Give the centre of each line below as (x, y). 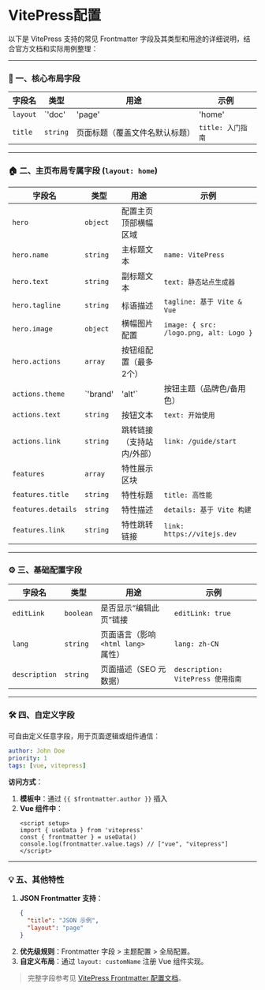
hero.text (30, 281)
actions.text (37, 415)
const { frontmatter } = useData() (78, 837)
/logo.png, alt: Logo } (208, 332)
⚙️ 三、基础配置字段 (45, 570)
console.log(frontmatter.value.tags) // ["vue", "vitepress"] (124, 844)
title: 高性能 (188, 495)
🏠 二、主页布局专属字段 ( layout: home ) (83, 171)
